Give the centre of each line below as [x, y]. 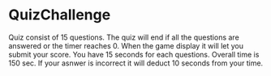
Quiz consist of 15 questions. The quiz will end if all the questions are [124, 37]
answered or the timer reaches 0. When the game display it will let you [126, 45]
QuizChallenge [60, 15]
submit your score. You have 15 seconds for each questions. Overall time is [134, 54]
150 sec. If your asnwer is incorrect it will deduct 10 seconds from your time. [136, 63]
